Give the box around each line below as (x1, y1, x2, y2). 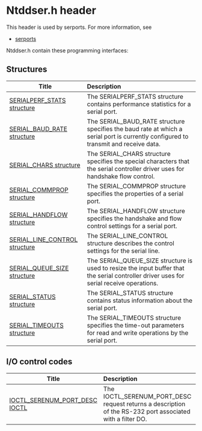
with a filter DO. (103, 415, 147, 423)
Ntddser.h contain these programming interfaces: (6, 46, 129, 54)
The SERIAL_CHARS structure (87, 149, 171, 158)
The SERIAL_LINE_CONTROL (87, 231, 168, 240)
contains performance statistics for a (87, 100, 191, 108)
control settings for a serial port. (87, 222, 177, 230)
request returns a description (103, 400, 186, 408)
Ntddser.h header (6, 4, 96, 17)
